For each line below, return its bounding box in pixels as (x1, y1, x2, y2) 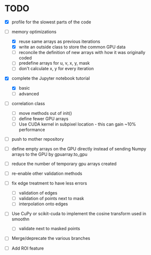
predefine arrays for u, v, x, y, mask (18, 60, 90, 66)
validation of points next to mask (18, 196, 84, 201)
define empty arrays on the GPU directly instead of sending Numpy (11, 146, 147, 151)
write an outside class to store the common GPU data (18, 44, 126, 50)
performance (18, 127, 46, 132)
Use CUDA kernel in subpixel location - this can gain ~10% (18, 121, 136, 127)
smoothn (11, 216, 30, 222)
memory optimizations (11, 29, 57, 35)
